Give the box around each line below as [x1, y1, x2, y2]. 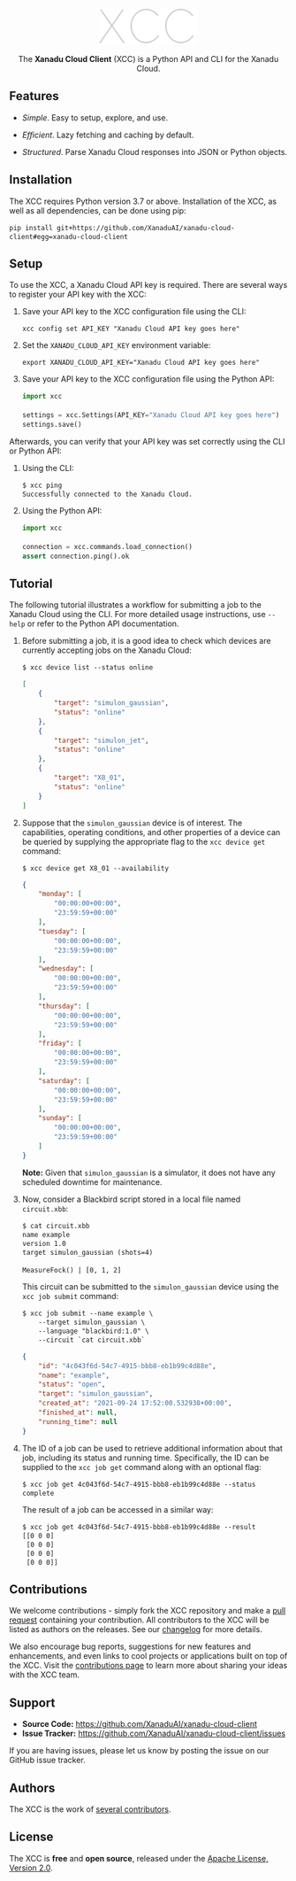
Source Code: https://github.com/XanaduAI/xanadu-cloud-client [21, 1719, 258, 1730]
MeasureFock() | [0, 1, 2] [21, 1266, 122, 1274]
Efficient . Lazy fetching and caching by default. [21, 129, 194, 140]
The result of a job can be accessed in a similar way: [21, 1504, 214, 1514]
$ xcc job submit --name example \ [21, 1309, 154, 1318]
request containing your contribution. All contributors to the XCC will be [9, 1614, 269, 1625]
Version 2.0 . [9, 1862, 53, 1873]
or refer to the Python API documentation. [27, 618, 179, 629]
